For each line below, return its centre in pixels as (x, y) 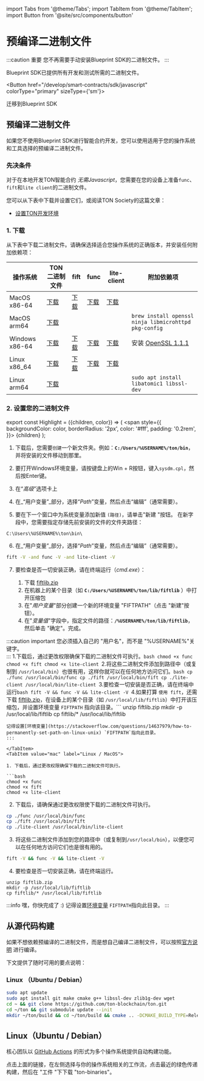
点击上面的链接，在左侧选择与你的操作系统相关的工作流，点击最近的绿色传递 (102, 1065)
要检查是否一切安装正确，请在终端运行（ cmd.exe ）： (80, 569)
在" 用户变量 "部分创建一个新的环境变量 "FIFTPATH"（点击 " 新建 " (104, 605)
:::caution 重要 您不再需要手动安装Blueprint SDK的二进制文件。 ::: (88, 60)
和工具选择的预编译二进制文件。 (46, 148)
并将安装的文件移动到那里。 (50, 455)
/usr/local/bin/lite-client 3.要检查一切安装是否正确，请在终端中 (110, 684)
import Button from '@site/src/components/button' (70, 15)
